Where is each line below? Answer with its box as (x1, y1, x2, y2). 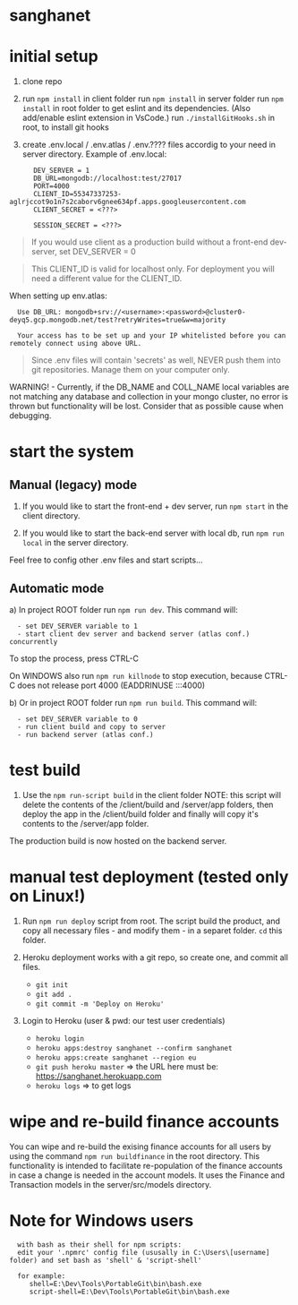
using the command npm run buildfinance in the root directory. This (9, 1150, 260, 1161)
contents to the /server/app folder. (21, 818, 149, 829)
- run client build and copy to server (17, 722, 166, 731)
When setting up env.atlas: (9, 290, 107, 301)
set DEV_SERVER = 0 (58, 246, 136, 257)
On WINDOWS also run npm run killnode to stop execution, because (9, 670, 263, 681)
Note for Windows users (9, 1210, 194, 1231)
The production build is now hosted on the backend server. (9, 835, 227, 846)
